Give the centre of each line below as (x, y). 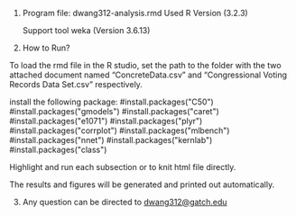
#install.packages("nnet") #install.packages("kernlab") (111, 140)
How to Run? (46, 48)
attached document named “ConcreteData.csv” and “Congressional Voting (148, 75)
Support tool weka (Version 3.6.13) (86, 30)
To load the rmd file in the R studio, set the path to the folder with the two (145, 65)
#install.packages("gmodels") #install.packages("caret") (114, 111)
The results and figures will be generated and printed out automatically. (142, 184)
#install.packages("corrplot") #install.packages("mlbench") (120, 130)
